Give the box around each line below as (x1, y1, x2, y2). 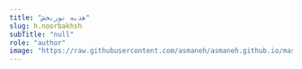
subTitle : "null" (9, 30, 75, 39)
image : (9, 47, 34, 56)
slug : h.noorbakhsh (9, 22, 83, 30)
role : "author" (9, 38, 67, 47)
